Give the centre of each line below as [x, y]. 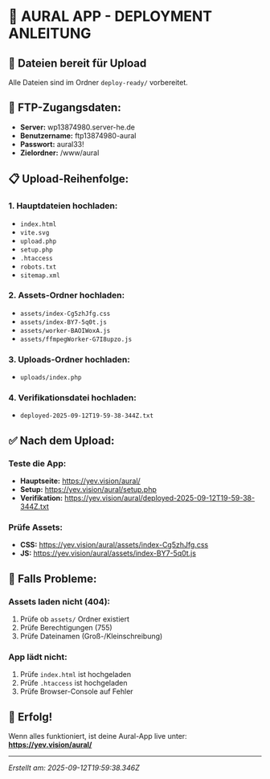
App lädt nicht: [38, 657]
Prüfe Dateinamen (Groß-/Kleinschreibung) [91, 636]
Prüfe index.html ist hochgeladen [75, 674]
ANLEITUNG [50, 33]
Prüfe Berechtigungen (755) [66, 628]
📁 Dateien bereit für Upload [78, 63]
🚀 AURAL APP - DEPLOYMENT [110, 16]
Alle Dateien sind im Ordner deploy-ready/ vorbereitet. [98, 82]
